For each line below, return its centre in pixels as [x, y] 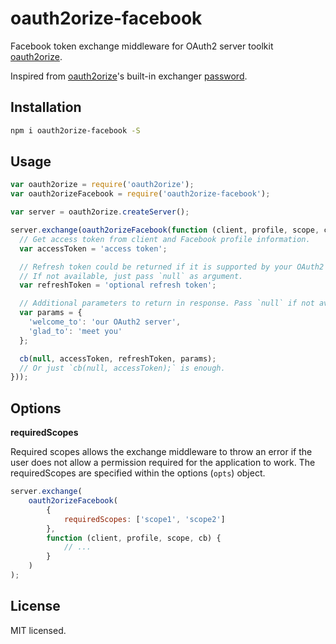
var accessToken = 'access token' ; [93, 248]
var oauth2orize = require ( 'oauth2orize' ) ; [102, 185]
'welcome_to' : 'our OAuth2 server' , [105, 322]
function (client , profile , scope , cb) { [134, 538]
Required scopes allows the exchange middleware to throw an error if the [161, 452]
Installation [46, 107]
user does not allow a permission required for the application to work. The [163, 463]
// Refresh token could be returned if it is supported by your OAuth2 [172, 267]
